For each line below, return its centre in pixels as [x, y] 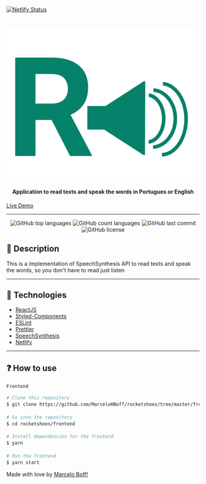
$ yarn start [23, 463]
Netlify [24, 342]
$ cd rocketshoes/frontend [41, 424]
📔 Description [33, 249]
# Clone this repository [38, 398]
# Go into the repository [39, 417]
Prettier [25, 329]
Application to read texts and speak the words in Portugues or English [103, 192]
